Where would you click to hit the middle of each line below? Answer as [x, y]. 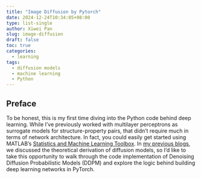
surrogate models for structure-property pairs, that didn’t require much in [97, 131]
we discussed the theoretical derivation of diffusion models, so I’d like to [96, 150]
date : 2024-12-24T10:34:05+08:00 [48, 17]
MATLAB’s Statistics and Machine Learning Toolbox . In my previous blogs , [98, 143]
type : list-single [29, 23]
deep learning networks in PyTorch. [50, 169]
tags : [13, 62]
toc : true [19, 46]
